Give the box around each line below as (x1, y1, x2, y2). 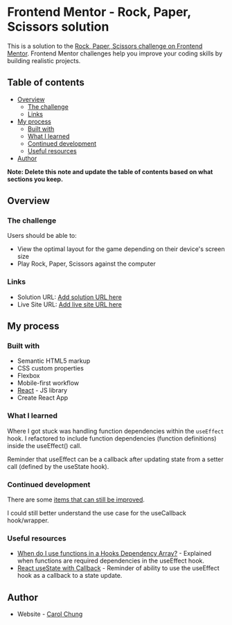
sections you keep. (7, 175, 64, 183)
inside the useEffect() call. (7, 441, 82, 450)
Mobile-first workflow (17, 379, 80, 387)
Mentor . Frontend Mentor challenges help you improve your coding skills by (7, 49, 223, 58)
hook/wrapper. (7, 516, 50, 524)
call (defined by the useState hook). (7, 462, 109, 470)
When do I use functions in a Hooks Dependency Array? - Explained (17, 549, 212, 558)
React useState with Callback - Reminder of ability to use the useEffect (17, 564, 220, 572)
